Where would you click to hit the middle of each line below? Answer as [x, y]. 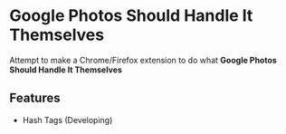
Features [35, 98]
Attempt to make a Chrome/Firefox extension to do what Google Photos [143, 60]
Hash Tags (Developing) [67, 120]
